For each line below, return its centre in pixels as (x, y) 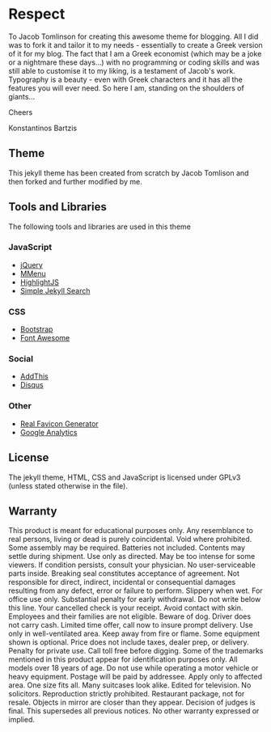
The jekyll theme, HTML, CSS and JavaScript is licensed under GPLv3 (125, 477)
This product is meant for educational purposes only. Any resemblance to (131, 531)
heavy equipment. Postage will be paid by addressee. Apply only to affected (135, 677)
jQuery (31, 264)
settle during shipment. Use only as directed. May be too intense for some (132, 556)
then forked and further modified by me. (76, 181)
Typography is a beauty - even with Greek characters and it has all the (125, 79)
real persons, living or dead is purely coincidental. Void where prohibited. (130, 539)
